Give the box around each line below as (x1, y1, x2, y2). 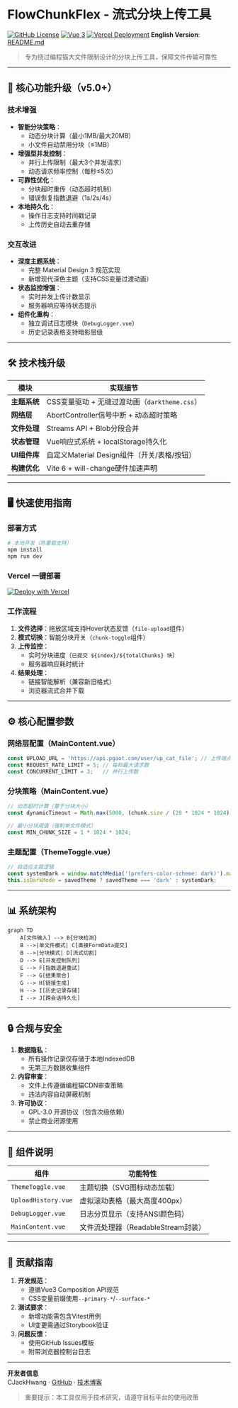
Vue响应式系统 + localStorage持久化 (46, 437, 167, 447)
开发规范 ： (17, 1276, 50, 1285)
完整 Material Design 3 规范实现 (28, 265, 121, 274)
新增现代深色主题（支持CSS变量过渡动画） (28, 274, 153, 283)
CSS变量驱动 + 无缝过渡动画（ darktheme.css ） (46, 396, 202, 406)
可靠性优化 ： (17, 175, 55, 184)
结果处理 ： (17, 668, 50, 677)
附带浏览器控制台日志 (28, 1347, 91, 1356)
